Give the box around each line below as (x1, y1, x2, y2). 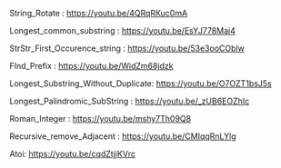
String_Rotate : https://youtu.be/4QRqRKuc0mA (9, 8, 188, 18)
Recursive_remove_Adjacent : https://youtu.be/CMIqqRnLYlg (9, 131, 236, 142)
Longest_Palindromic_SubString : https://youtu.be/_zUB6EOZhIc (9, 95, 250, 106)
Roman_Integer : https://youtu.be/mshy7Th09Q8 (9, 114, 192, 124)
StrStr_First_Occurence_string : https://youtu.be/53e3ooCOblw (9, 43, 246, 54)
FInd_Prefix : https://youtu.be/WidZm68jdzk (9, 61, 175, 71)
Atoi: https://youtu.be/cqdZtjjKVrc (9, 149, 136, 159)
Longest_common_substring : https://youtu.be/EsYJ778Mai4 (9, 25, 236, 35)
